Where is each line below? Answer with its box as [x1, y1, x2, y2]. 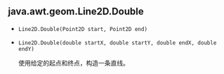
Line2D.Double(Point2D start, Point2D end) [18, 25, 148, 32]
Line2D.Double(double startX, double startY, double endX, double [18, 39, 217, 47]
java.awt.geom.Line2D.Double [8, 6, 144, 18]
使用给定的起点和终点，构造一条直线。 [18, 58, 129, 67]
